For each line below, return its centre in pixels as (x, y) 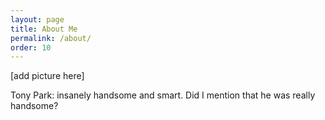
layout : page (37, 19)
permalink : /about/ (51, 38)
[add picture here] (47, 76)
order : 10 (31, 47)
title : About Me (44, 29)
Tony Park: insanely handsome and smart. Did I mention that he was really (163, 95)
